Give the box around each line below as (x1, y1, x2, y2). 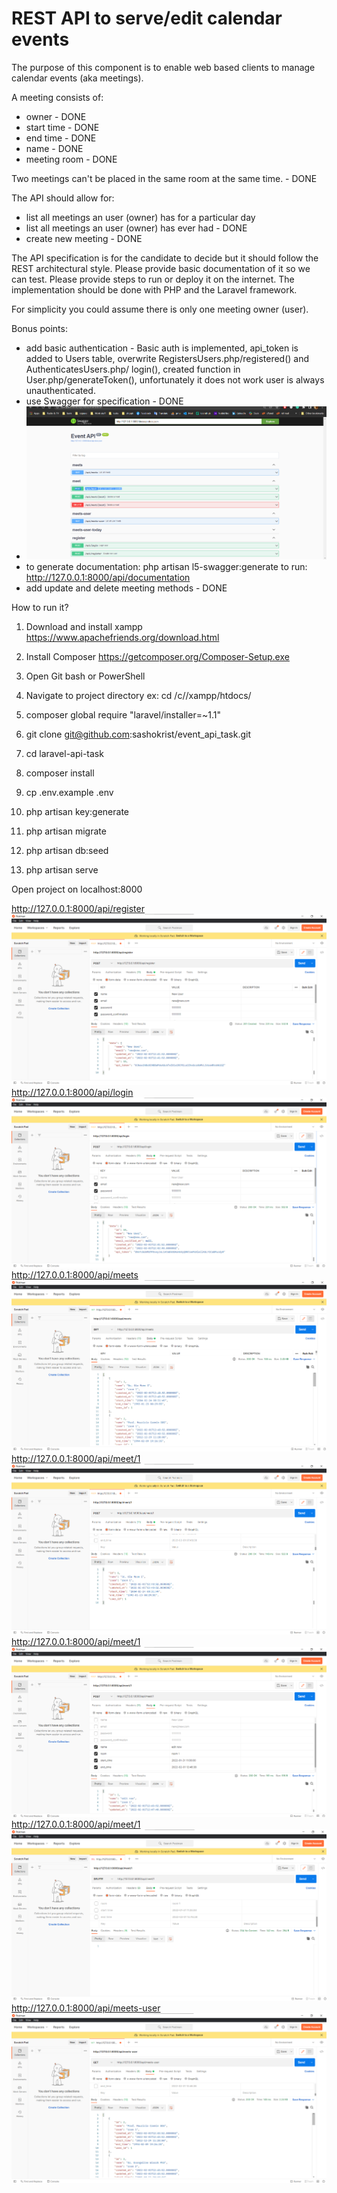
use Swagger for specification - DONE (25, 395, 184, 407)
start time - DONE (25, 121, 100, 133)
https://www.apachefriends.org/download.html (25, 631, 220, 643)
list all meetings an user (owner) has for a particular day (25, 211, 256, 223)
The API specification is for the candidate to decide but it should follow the (11, 252, 319, 264)
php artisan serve (25, 863, 99, 876)
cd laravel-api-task (25, 747, 104, 759)
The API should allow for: (11, 192, 115, 204)
